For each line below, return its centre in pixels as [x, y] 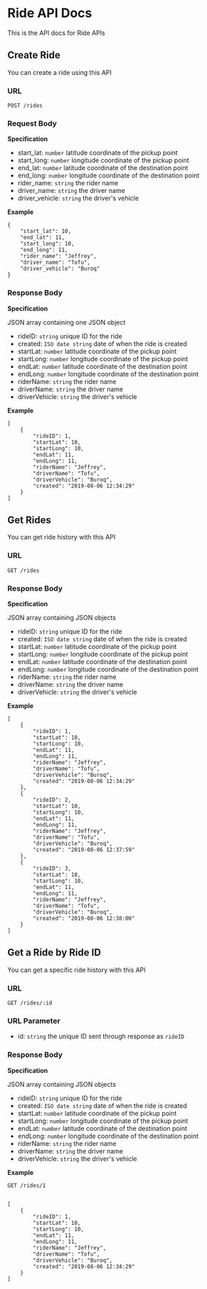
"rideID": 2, [52, 800]
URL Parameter [34, 1021]
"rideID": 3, [52, 869]
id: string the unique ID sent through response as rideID [101, 1036]
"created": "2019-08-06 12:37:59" [84, 850]
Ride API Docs [50, 13]
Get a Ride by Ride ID [54, 953]
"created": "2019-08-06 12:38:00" [84, 918]
